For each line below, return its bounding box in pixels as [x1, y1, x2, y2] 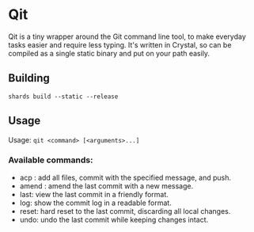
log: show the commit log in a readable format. [19, 198, 172, 207]
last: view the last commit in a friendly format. [19, 189, 169, 199]
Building [8, 71, 50, 85]
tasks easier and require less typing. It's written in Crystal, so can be [8, 40, 232, 49]
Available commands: [8, 154, 93, 165]
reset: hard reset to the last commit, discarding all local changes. [19, 206, 231, 215]
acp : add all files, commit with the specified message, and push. [19, 173, 232, 182]
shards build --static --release [8, 93, 119, 101]
